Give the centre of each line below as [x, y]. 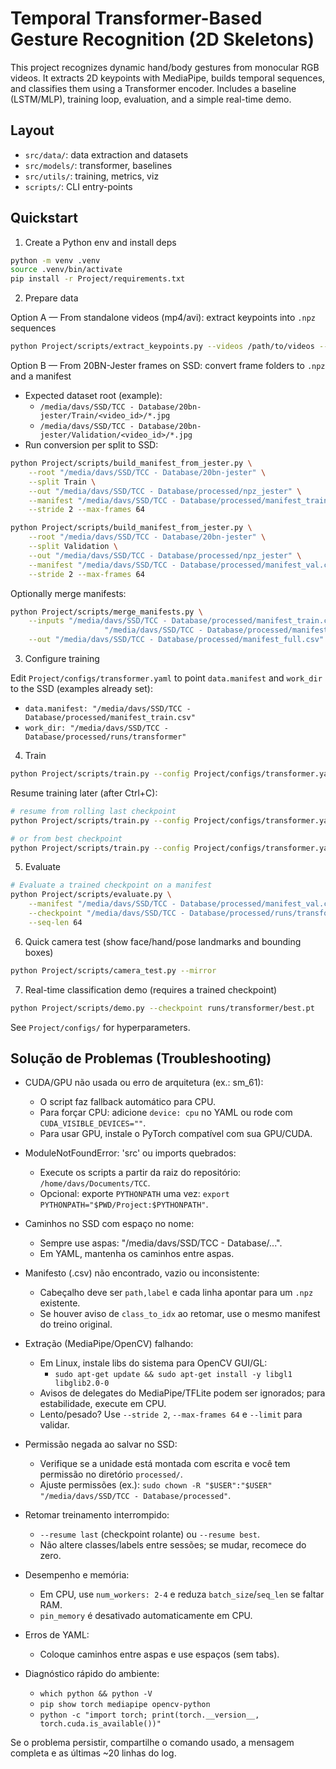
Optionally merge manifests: [68, 593]
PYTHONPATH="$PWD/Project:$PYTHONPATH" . [124, 1204]
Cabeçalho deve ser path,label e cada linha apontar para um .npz [176, 1293]
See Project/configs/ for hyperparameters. [100, 1027]
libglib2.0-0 [82, 1383]
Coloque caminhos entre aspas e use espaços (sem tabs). [159, 1654]
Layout [32, 130]
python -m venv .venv [55, 260]
